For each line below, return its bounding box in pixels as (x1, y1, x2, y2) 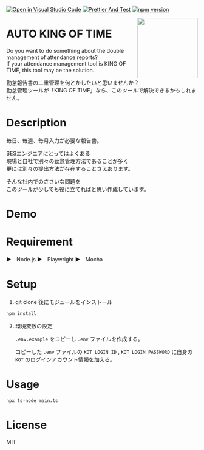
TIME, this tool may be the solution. (6, 66, 95, 74)
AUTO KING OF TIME (6, 27, 112, 41)
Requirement (6, 235, 73, 249)
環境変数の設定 (15, 322, 53, 330)
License (6, 418, 47, 432)
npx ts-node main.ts (6, 397, 59, 404)
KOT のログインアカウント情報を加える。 (15, 356, 115, 363)
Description (6, 116, 67, 130)
